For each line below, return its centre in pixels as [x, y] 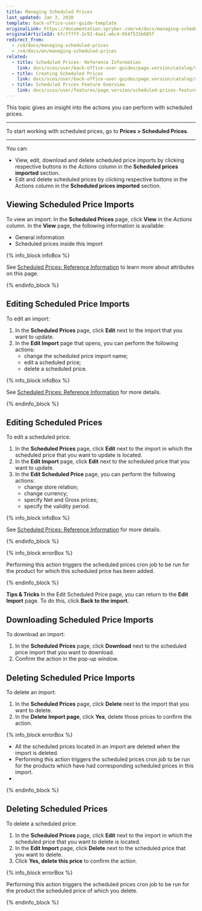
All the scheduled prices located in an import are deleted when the [97, 746]
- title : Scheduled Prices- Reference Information [76, 62]
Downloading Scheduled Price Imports [80, 620]
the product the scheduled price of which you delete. [72, 891]
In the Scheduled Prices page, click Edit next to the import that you [99, 330]
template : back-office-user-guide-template [62, 23]
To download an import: [35, 634]
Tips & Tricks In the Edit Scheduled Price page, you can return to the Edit [97, 595]
